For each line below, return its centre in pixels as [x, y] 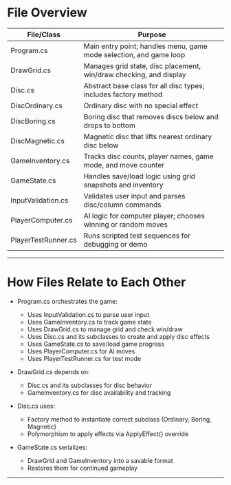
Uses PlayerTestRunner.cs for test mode [84, 358]
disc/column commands [122, 205]
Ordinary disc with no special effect [141, 105]
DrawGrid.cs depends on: [54, 372]
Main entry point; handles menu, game [145, 46]
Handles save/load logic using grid [140, 176]
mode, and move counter [124, 165]
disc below [101, 145]
